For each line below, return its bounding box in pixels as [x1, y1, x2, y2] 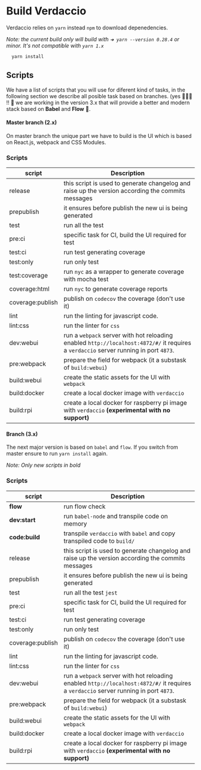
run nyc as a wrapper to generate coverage [63, 268, 184, 276]
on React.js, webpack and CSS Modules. [6, 138, 106, 146]
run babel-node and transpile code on [63, 512, 169, 520]
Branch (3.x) [6, 430, 38, 437]
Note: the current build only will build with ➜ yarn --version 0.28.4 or [6, 35, 179, 43]
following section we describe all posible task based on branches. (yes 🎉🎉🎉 [6, 92, 193, 99]
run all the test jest [63, 588, 118, 597]
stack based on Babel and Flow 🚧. [6, 105, 91, 112]
